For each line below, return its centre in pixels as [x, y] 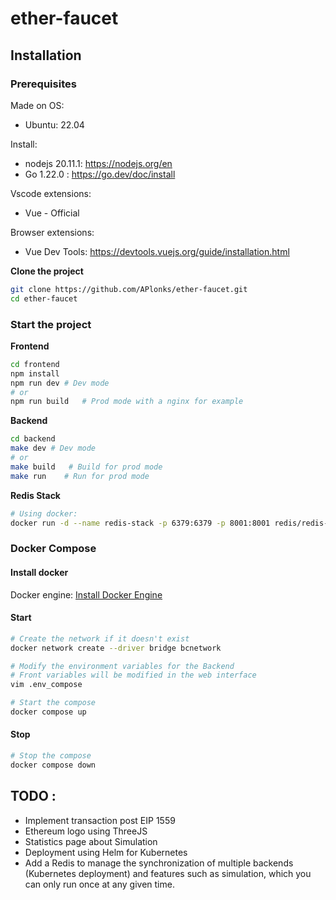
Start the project [51, 324]
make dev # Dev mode [53, 448]
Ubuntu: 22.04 [54, 124]
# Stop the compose [51, 756]
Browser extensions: [52, 232]
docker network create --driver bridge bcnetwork [116, 648]
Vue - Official [52, 213]
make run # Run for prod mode [80, 476]
